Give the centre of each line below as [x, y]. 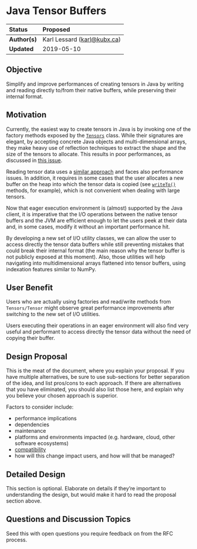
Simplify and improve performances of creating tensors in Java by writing [95, 84]
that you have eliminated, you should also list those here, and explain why [95, 389]
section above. [24, 501]
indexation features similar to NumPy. [51, 269]
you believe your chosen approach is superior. [62, 396]
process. [17, 540]
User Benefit [30, 287]
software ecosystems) [42, 443]
